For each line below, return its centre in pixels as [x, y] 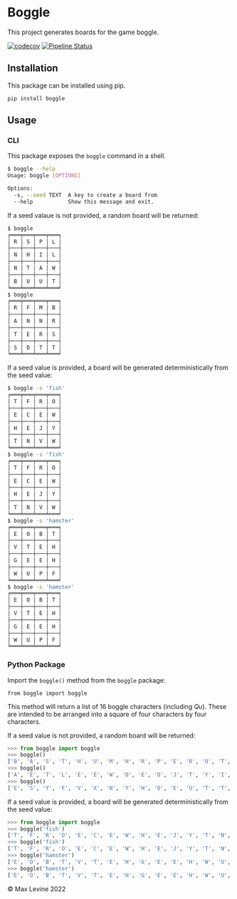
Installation [33, 68]
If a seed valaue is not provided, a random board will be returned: [103, 215]
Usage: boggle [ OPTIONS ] [44, 176]
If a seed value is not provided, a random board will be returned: [101, 735]
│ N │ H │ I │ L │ [35, 255]
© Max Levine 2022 [37, 889]
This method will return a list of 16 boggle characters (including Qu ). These [117, 706]
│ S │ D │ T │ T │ [35, 347]
